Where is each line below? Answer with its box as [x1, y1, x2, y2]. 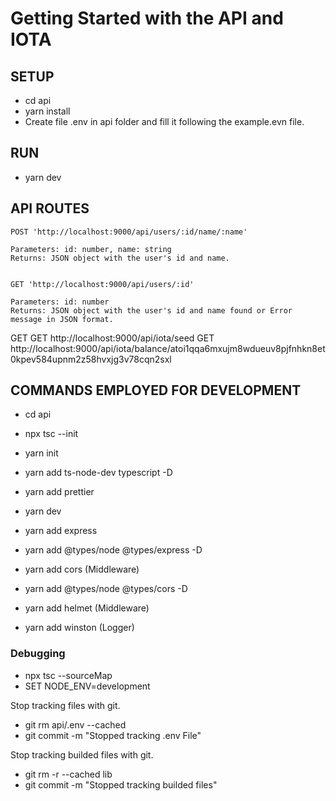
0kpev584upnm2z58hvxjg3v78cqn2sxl [10, 353, 172, 365]
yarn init [24, 447, 59, 459]
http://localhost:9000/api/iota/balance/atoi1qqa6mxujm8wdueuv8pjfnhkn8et [10, 342, 326, 354]
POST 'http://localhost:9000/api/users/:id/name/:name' [10, 227, 248, 237]
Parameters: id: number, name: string [10, 244, 172, 254]
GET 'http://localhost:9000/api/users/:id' [10, 279, 195, 289]
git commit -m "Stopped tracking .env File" [24, 729, 202, 741]
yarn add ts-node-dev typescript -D [24, 467, 173, 479]
